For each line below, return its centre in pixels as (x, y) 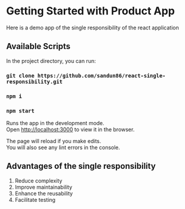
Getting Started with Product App (90, 11)
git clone (20, 75)
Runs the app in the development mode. (55, 123)
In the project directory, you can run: (51, 60)
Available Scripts (38, 46)
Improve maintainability (44, 187)
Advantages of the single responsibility (81, 166)
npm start (20, 111)
